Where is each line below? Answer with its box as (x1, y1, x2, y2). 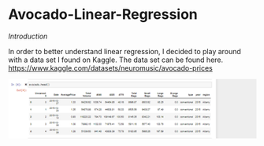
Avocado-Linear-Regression (8, 5, 199, 24)
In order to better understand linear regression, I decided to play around (8, 46, 242, 56)
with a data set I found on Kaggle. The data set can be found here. (8, 55, 224, 64)
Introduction (8, 31, 48, 41)
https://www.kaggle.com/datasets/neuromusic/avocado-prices (8, 63, 213, 72)
